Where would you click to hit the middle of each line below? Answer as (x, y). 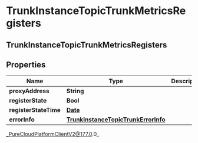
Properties (26, 65)
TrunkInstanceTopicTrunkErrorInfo (116, 120)
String (75, 91)
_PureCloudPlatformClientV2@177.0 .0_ (52, 134)
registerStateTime (35, 110)
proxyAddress (29, 91)
